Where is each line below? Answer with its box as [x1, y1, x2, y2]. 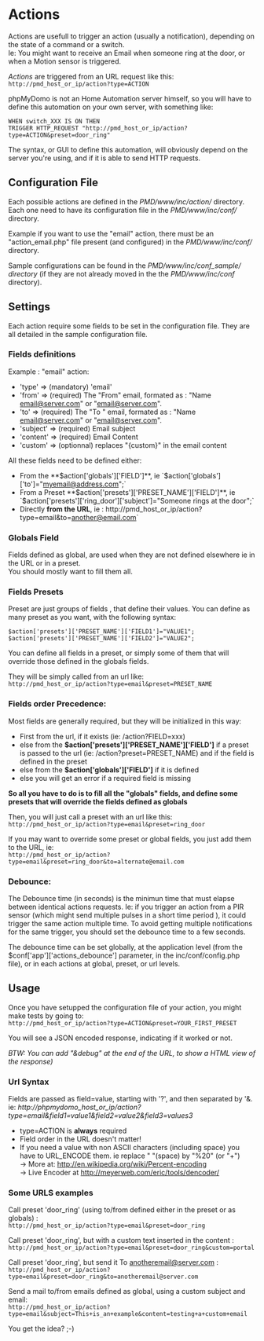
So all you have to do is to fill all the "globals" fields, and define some [8, 788, 238, 798]
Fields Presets [8, 587, 64, 598]
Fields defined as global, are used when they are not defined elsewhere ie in [8, 550, 255, 559]
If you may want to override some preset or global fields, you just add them [8, 834, 251, 844]
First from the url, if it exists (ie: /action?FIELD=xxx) [19, 731, 186, 741]
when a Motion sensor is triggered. [8, 57, 122, 66]
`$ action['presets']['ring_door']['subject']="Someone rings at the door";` [19, 496, 255, 505]
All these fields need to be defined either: [8, 456, 142, 465]
